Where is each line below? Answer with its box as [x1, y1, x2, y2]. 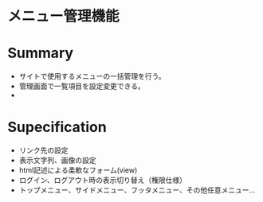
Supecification [7, 118, 107, 136]
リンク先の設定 [18, 146, 69, 155]
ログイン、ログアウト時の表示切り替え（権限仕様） [18, 176, 186, 185]
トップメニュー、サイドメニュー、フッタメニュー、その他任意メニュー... [18, 185, 256, 195]
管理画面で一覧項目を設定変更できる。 [18, 81, 145, 91]
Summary [7, 45, 73, 62]
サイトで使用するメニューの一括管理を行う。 [18, 72, 166, 81]
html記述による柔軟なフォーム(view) [18, 165, 138, 175]
